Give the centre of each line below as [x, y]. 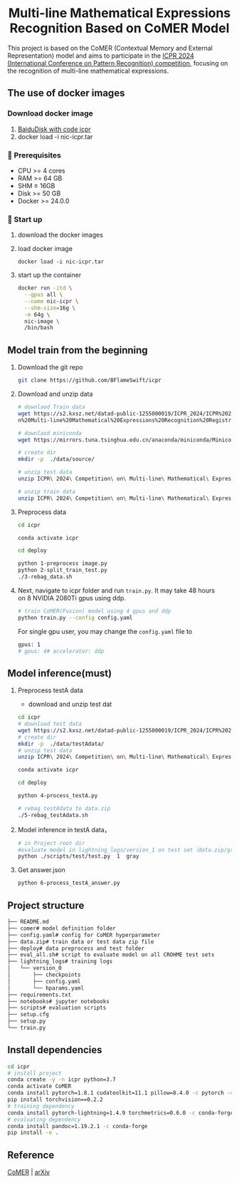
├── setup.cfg [28, 1015]
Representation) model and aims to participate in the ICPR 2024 [101, 56]
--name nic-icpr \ [52, 301]
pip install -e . [33, 1133]
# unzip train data [47, 491]
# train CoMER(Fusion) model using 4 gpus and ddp [94, 611]
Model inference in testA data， [64, 829]
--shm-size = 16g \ [50, 308]
